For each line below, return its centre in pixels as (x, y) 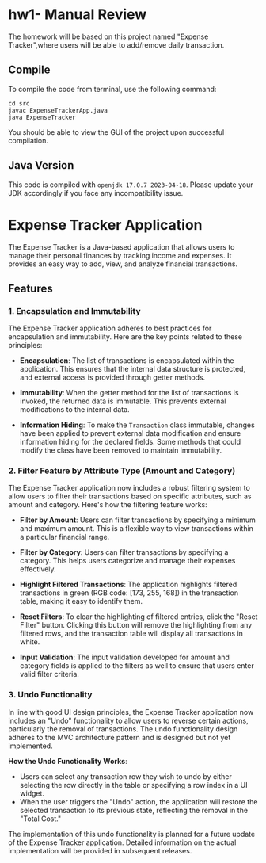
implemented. (30, 746)
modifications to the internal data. (74, 410)
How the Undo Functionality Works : (68, 761)
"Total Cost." (40, 819)
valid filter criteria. (49, 674)
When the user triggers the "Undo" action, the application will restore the (139, 801)
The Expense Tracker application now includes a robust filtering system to (129, 488)
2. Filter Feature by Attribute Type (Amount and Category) (122, 471)
